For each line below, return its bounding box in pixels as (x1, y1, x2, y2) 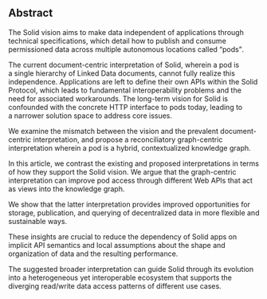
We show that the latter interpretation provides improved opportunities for (8, 199, 251, 209)
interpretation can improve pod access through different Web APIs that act (8, 175, 253, 185)
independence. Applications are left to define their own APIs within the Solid (8, 77, 258, 86)
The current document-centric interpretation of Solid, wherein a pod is (8, 60, 240, 69)
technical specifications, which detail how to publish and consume (8, 36, 227, 45)
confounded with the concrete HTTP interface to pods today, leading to (8, 102, 243, 112)
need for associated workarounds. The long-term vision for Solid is (8, 93, 229, 103)
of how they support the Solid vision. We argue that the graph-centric (8, 167, 237, 176)
